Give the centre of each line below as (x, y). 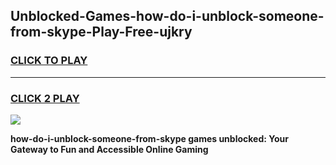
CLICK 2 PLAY (45, 98)
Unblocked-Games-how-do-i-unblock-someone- (167, 16)
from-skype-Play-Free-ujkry (101, 32)
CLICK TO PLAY (49, 61)
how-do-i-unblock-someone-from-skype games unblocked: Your (149, 138)
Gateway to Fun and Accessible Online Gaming (109, 149)
